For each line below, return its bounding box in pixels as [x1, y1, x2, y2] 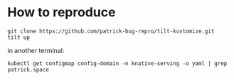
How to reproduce [7, 4, 116, 21]
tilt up [7, 33, 31, 41]
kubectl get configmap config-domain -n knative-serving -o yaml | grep [7, 59, 228, 67]
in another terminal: [7, 46, 65, 55]
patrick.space [7, 66, 50, 73]
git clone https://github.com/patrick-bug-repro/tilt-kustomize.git [7, 28, 215, 35]
